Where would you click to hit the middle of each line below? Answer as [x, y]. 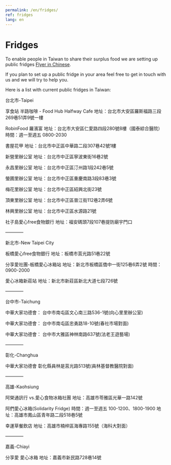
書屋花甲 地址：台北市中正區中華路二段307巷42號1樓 [61, 146]
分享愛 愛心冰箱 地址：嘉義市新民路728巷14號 [53, 458]
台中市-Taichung [23, 302]
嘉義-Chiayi [17, 447]
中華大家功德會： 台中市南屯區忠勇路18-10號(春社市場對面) [67, 324]
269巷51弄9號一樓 [24, 118]
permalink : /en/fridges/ [32, 10]
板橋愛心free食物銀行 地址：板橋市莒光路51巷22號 [58, 253]
